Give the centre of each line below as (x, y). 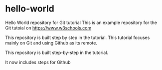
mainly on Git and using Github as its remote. (51, 42)
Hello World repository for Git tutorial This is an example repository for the (81, 22)
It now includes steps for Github (38, 62)
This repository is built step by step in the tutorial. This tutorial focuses (78, 37)
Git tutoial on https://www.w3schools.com (48, 27)
